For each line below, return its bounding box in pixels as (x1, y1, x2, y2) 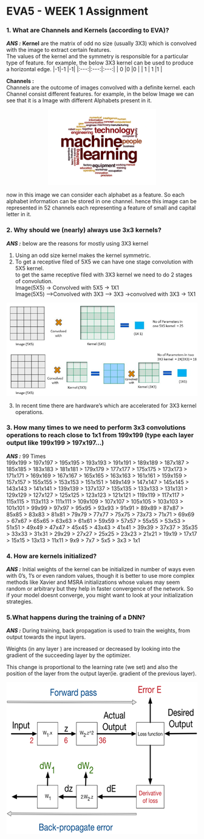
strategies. (6, 598, 33, 605)
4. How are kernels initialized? (6, 552, 97, 560)
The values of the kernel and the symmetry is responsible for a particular (6, 53, 189, 60)
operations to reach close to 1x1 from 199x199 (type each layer (6, 431, 194, 440)
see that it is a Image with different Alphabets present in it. (6, 97, 152, 104)
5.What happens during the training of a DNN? (6, 613, 146, 622)
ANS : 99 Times (6, 452, 46, 460)
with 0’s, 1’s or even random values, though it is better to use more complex (6, 572, 195, 580)
